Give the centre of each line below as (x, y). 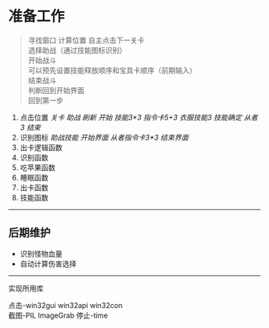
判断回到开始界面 (56, 90)
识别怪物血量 (41, 253)
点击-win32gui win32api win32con (65, 305)
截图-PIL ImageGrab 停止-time (58, 315)
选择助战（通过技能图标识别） (77, 50)
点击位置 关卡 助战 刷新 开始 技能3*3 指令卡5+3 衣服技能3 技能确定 (131, 117)
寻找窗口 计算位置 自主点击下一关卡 (86, 40)
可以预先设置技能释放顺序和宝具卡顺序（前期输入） (112, 70)
